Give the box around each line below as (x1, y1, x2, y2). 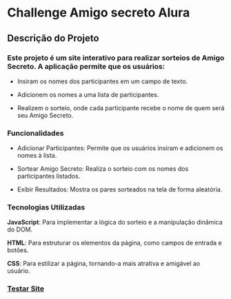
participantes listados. (17, 172, 81, 181)
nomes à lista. (17, 152, 57, 160)
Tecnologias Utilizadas (7, 203, 86, 212)
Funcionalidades (7, 128, 64, 138)
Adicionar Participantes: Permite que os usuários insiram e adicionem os (17, 144, 223, 152)
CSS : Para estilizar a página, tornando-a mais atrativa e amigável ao (7, 260, 201, 268)
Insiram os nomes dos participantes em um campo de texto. (17, 77, 188, 85)
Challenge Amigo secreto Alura (7, 5, 190, 21)
